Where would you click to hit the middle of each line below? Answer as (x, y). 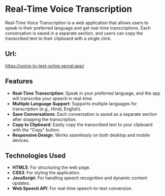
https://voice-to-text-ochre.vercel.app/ (45, 65)
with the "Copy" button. (36, 130)
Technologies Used (35, 155)
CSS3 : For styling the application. (46, 173)
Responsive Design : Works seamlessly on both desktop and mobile (81, 135)
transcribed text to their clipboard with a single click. (58, 38)
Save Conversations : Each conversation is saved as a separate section (85, 114)
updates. (21, 183)
